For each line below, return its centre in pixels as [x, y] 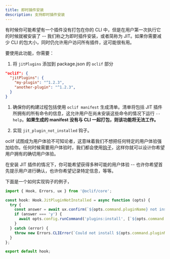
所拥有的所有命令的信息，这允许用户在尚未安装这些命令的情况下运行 [83, 113]
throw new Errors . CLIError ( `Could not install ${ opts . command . [82, 233]
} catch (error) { [29, 228]
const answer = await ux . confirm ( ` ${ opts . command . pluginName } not [86, 210]
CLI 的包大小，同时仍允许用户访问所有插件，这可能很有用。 [73, 42]
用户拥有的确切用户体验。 [32, 153]
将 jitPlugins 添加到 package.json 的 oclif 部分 [63, 64]
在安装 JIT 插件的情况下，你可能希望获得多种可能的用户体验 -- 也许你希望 [82, 164]
